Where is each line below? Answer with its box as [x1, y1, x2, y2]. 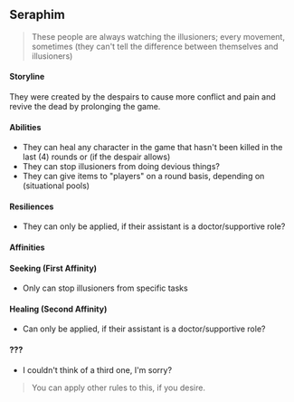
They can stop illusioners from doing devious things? [22, 161, 220, 172]
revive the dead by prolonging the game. [9, 101, 161, 112]
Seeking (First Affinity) [9, 263, 98, 273]
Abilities [9, 121, 42, 132]
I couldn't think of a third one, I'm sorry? [22, 364, 173, 375]
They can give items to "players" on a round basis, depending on [22, 171, 265, 182]
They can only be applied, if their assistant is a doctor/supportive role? [22, 221, 286, 232]
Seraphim [9, 7, 65, 23]
